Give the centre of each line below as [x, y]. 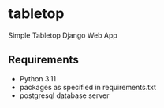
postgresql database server [64, 95]
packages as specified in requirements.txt [88, 87]
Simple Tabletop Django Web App [63, 35]
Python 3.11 [38, 78]
